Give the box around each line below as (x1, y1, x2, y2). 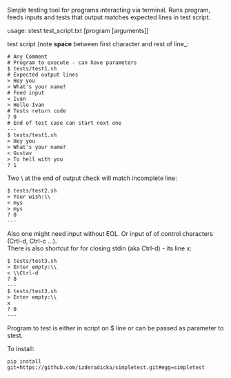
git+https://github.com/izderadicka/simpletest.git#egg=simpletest (7, 364, 205, 371)
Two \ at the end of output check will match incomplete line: (7, 174, 177, 182)
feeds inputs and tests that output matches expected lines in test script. (7, 13, 211, 21)
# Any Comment (7, 53, 48, 60)
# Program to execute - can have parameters (7, 59, 137, 66)
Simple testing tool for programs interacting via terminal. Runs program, (7, 6, 211, 14)
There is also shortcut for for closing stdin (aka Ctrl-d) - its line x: (7, 244, 192, 252)
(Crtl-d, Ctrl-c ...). (7, 237, 57, 245)
